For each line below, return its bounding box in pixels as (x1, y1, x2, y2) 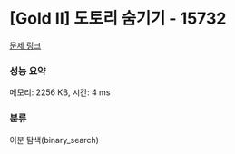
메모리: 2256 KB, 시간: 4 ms (9, 87, 111, 98)
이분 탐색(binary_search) (9, 134, 100, 145)
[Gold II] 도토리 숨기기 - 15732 (9, 8, 227, 29)
